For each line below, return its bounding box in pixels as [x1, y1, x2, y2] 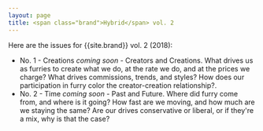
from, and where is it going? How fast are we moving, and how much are [19, 97, 255, 107]
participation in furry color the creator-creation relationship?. [19, 80, 217, 90]
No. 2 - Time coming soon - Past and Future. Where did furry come [19, 89, 239, 98]
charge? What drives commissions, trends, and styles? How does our [19, 72, 245, 82]
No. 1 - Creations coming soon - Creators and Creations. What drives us [19, 56, 254, 65]
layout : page [8, 11, 51, 20]
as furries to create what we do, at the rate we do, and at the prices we [19, 64, 250, 73]
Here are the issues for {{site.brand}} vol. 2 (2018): [8, 40, 173, 49]
